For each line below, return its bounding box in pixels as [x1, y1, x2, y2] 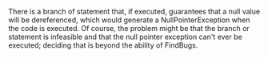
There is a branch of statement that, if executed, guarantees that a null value [8, 7, 261, 16]
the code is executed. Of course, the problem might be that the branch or [8, 24, 250, 33]
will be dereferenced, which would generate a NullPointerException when [8, 15, 250, 25]
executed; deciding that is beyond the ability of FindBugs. [8, 41, 198, 50]
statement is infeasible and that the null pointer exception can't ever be [8, 32, 242, 41]
